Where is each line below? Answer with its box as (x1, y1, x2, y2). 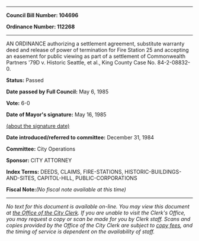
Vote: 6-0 (6, 100, 31, 106)
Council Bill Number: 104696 (6, 12, 79, 18)
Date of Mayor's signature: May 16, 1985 (6, 111, 107, 118)
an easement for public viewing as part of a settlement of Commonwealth (6, 53, 186, 60)
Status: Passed (6, 77, 44, 83)
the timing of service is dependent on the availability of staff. (6, 228, 155, 235)
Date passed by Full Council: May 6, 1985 (6, 88, 109, 95)
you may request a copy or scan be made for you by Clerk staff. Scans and (6, 216, 191, 222)
